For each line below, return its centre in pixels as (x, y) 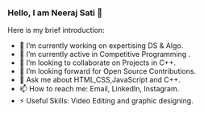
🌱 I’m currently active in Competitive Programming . (105, 54)
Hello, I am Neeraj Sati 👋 (55, 13)
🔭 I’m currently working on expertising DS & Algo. (101, 46)
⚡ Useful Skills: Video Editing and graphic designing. (106, 101)
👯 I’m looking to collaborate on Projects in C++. (98, 63)
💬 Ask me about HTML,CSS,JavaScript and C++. (100, 80)
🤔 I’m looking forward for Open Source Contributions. (108, 71)
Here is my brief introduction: (56, 30)
